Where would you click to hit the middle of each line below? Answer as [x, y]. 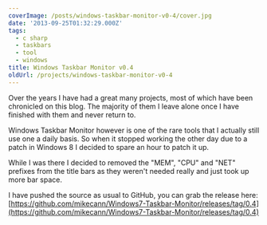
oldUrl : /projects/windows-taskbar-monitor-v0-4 [90, 75]
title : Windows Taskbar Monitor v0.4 [71, 68]
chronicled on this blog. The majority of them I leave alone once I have [124, 106]
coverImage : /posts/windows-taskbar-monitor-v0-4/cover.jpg [110, 16]
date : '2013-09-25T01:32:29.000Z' [66, 23]
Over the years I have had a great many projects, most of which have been [131, 97]
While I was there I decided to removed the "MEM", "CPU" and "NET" [122, 162]
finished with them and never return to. [72, 114]
